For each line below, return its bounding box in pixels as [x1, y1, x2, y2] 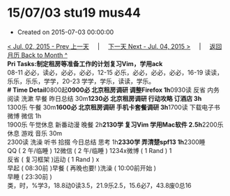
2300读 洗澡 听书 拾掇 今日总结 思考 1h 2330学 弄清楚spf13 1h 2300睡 [7, 138, 206, 146]
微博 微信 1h [7, 111, 42, 120]
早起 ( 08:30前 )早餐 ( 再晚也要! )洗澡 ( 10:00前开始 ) [7, 163, 157, 172]
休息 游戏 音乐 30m [7, 129, 63, 137]
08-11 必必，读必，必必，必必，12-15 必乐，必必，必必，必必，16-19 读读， [7, 68, 223, 76]
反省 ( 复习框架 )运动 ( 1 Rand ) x [7, 155, 100, 163]
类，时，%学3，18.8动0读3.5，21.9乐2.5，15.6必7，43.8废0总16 [7, 181, 192, 189]
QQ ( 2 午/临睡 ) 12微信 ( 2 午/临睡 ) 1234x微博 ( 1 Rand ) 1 [7, 146, 172, 154]
